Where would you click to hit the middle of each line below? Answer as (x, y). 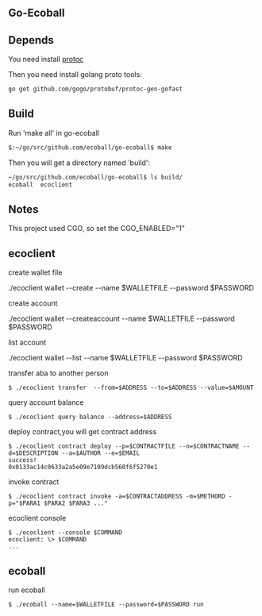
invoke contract (34, 482)
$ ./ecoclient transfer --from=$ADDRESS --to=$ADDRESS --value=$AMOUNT (131, 388)
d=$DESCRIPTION (33, 453)
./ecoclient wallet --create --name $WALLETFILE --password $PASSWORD (131, 288)
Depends (31, 40)
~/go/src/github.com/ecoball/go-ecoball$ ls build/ (95, 177)
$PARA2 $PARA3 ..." (76, 503)
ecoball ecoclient (40, 185)
